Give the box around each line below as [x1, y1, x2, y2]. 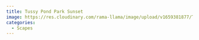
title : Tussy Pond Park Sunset [6, 8, 84, 15]
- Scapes [11, 25, 33, 31]
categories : [6, 19, 36, 25]
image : [6, 14, 23, 20]
